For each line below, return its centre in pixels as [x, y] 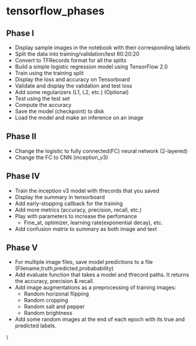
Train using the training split [49, 73]
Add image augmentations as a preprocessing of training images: [96, 288]
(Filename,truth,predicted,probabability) [64, 269]
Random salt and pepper [54, 306]
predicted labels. [36, 326]
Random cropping [46, 300]
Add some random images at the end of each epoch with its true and [100, 320]
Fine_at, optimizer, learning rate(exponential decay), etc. [93, 222]
